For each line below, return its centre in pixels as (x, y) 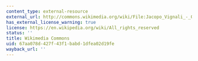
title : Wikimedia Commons (38, 38)
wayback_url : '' (26, 49)
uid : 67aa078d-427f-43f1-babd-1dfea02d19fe (60, 44)
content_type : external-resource (47, 11)
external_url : (24, 17)
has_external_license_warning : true (51, 22)
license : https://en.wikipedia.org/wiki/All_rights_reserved (83, 28)
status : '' (19, 33)
